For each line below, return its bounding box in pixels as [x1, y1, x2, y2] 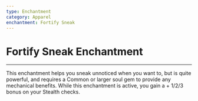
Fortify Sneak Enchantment [6, 45, 143, 58]
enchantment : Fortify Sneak [6, 19, 75, 25]
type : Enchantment [6, 8, 51, 15]
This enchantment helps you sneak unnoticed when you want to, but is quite [6, 70, 192, 77]
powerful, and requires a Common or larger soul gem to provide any [6, 76, 171, 83]
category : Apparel [6, 14, 51, 20]
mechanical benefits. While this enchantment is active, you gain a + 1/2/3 [6, 82, 184, 89]
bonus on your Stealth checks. [6, 89, 81, 96]
